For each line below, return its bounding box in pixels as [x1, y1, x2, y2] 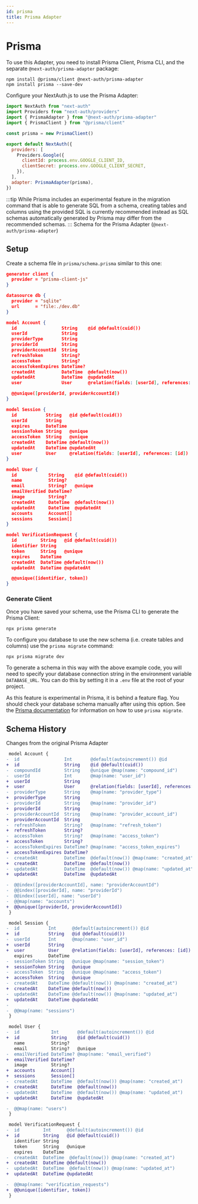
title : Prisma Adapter [6, 14, 62, 20]
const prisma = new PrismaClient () [6, 130, 94, 136]
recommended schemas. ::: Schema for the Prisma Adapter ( [6, 220, 153, 227]
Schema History [6, 724, 67, 734]
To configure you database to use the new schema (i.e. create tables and [6, 636, 184, 643]
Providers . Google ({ [16, 152, 65, 158]
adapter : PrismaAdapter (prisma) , [11, 179, 94, 186]
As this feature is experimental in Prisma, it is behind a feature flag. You [6, 694, 180, 702]
